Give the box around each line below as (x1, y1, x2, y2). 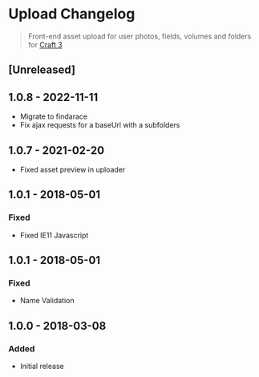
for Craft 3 (27, 39, 63, 49)
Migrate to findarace (19, 111, 88, 121)
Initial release (19, 362, 64, 371)
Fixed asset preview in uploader (19, 164, 126, 174)
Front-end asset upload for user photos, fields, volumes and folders (27, 31, 252, 41)
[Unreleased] (8, 63, 76, 77)
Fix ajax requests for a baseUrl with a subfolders (19, 120, 180, 130)
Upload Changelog (8, 5, 136, 23)
